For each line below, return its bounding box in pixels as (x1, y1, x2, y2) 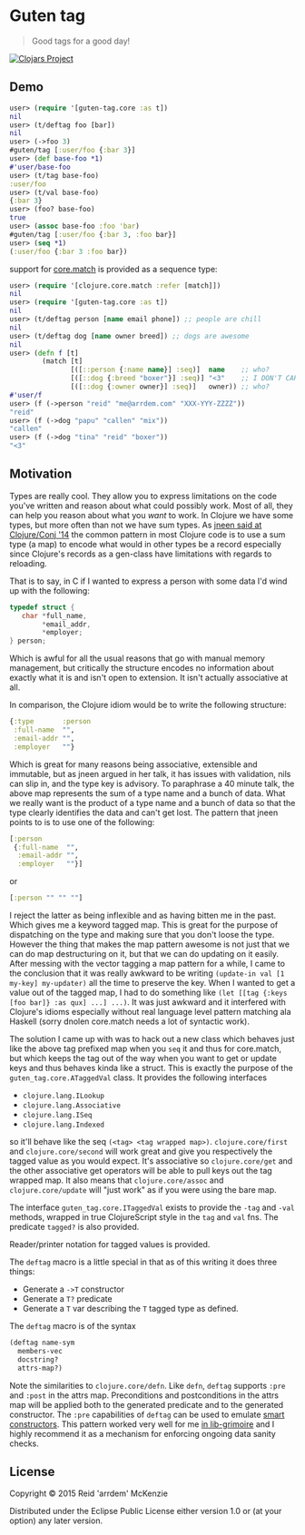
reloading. (9, 557, 47, 568)
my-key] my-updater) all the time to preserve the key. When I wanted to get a (9, 978, 296, 989)
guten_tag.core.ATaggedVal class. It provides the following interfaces (9, 1072, 268, 1083)
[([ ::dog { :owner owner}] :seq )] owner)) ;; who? (70, 382, 271, 391)
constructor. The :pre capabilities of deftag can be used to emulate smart (9, 1409, 285, 1420)
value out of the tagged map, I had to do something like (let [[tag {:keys (9, 987, 288, 999)
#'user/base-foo (9, 162, 71, 172)
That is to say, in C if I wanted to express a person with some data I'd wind (9, 576, 288, 586)
